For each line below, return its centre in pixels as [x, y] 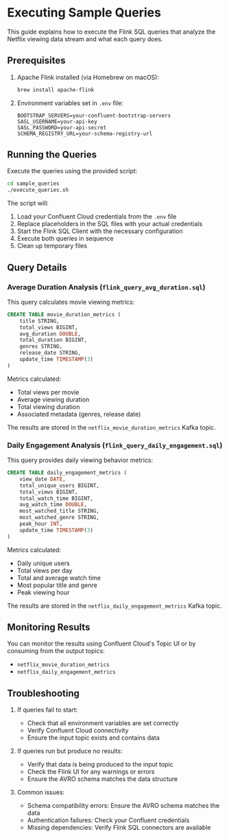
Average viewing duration [53, 399]
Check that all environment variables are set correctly [103, 723]
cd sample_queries [33, 184]
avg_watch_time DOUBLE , [53, 505]
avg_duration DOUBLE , [50, 334]
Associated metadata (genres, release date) [79, 414]
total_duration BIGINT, [53, 340]
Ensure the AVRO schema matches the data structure [103, 779]
